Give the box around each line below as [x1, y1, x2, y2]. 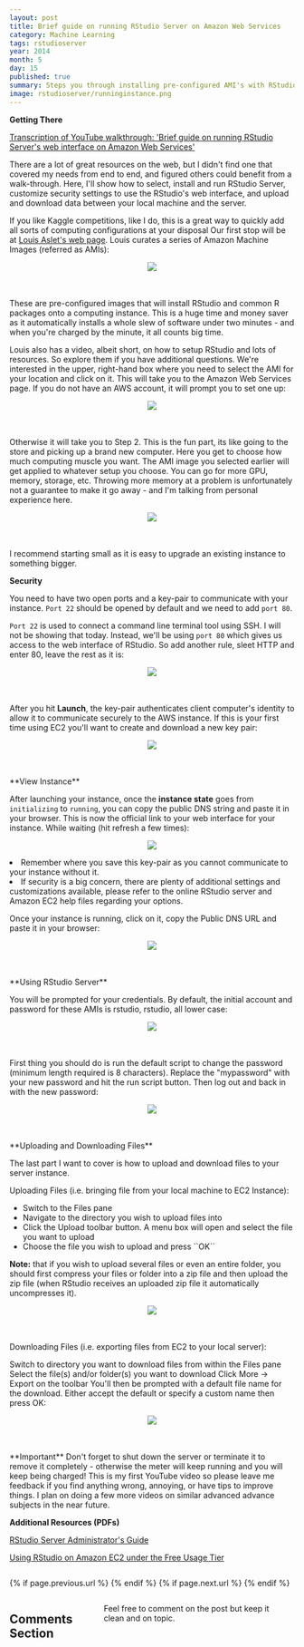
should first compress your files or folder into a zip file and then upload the [9, 1268, 289, 1279]
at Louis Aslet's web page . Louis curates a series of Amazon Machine [9, 234, 269, 245]
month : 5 [9, 55, 43, 64]
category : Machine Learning [9, 30, 116, 39]
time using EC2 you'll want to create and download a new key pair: [9, 722, 258, 732]
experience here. [9, 494, 73, 505]
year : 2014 [9, 47, 51, 56]
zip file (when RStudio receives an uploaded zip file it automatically [9, 1277, 260, 1288]
